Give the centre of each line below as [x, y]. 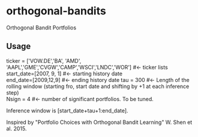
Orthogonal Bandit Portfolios [41, 28]
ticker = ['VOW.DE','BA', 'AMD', [44, 60]
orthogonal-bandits [56, 11]
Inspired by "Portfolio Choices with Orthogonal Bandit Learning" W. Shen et [99, 122]
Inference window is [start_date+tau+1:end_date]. [67, 110]
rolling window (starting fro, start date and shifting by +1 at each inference [98, 86]
